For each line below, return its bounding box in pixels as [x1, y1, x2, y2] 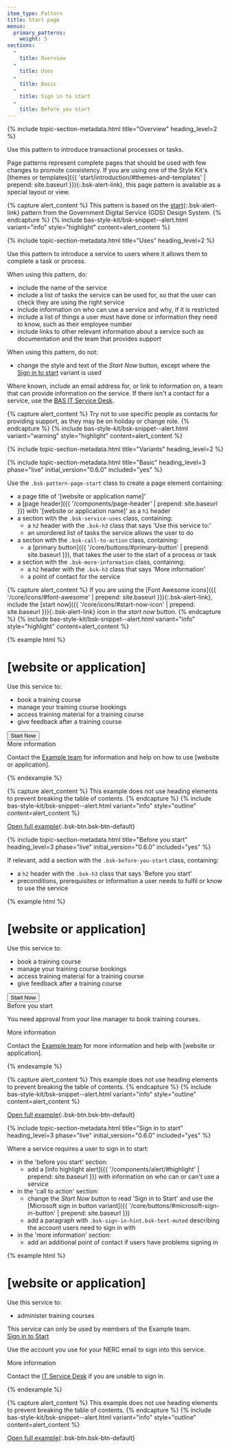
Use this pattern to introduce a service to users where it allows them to [7, 249, 208, 258]
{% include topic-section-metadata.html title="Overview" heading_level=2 [7, 124, 218, 133]
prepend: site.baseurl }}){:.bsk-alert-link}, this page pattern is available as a [7, 180, 221, 189]
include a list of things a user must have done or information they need [16, 312, 218, 321]
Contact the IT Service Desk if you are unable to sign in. [7, 1371, 165, 1380]
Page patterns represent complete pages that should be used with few [7, 159, 207, 167]
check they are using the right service [16, 298, 125, 306]
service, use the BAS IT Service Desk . [7, 396, 115, 404]
